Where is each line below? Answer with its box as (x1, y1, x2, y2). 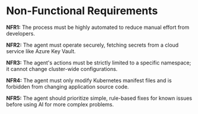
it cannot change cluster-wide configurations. (6, 65, 118, 72)
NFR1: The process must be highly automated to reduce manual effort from (6, 24, 190, 31)
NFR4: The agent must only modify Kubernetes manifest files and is (6, 77, 172, 84)
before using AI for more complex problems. (6, 100, 114, 108)
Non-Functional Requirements (6, 4, 158, 18)
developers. (6, 30, 36, 37)
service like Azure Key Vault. (6, 47, 76, 54)
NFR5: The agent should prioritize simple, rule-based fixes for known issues (6, 95, 193, 102)
